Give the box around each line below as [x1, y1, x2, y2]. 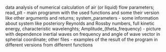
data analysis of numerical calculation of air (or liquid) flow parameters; [5, 5, 155, 10]
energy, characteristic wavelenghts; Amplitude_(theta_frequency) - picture [5, 26, 161, 32]
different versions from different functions [5, 42, 93, 47]
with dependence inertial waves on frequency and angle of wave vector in [5, 31, 160, 37]
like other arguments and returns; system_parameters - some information [5, 15, 159, 21]
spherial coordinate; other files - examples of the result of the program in [5, 36, 158, 42]
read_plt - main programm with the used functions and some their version [5, 10, 160, 16]
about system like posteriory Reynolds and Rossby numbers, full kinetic [5, 20, 155, 26]
